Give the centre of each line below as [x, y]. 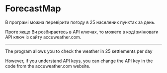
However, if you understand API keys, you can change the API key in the [79, 61]
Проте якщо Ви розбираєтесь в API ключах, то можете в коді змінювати [82, 32]
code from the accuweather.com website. [48, 66]
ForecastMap [33, 9]
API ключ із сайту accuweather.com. [43, 37]
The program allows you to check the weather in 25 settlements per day [79, 51]
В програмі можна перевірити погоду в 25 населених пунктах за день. [80, 22]
